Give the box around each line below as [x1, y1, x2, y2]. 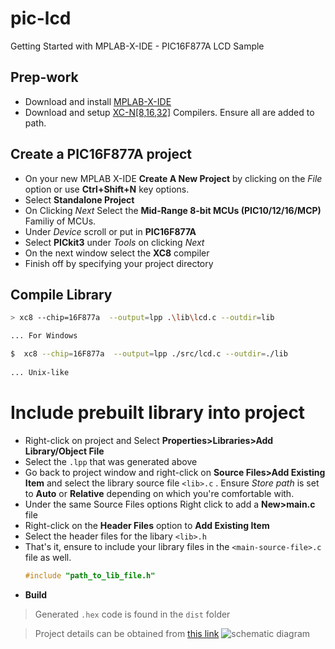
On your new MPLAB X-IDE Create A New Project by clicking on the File [24, 172, 323, 184]
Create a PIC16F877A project [10, 146, 192, 163]
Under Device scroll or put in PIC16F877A [24, 225, 197, 237]
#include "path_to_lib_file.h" [24, 570, 156, 581]
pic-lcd [10, 7, 72, 30]
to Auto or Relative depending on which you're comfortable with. [24, 487, 295, 499]
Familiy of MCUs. [24, 215, 97, 227]
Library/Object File [24, 445, 105, 457]
